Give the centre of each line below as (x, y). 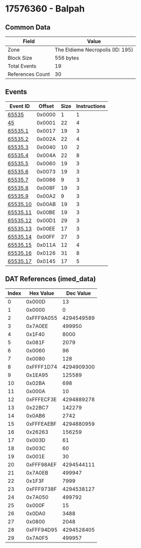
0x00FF (46, 237)
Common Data (28, 27)
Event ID (20, 106)
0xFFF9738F (42, 489)
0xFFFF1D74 (42, 367)
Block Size (20, 58)
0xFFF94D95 (42, 529)
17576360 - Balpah (45, 9)
